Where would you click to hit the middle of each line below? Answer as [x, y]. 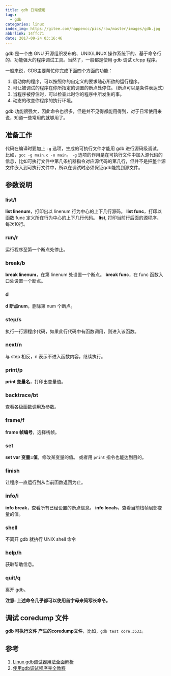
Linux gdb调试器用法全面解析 [43, 662]
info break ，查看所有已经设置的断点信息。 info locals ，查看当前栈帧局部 [81, 508]
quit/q [13, 578]
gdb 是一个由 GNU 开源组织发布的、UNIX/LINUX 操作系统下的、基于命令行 [83, 53]
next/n [13, 345]
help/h [13, 552]
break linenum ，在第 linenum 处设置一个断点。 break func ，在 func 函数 [82, 274]
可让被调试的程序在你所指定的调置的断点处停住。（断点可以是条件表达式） [90, 87]
